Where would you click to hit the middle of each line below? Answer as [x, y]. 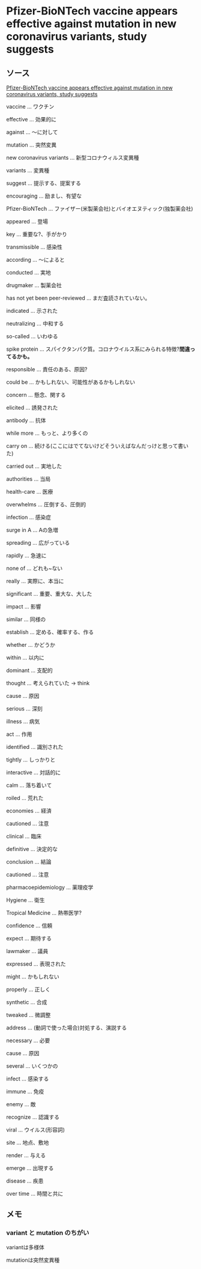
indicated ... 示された [32, 311]
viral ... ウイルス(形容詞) [35, 1130]
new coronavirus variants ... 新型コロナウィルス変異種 [73, 158]
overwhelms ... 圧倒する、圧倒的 [46, 504]
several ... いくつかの [32, 1066]
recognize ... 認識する [33, 1117]
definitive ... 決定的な [32, 849]
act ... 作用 [19, 734]
